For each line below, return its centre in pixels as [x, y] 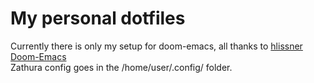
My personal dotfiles [98, 18]
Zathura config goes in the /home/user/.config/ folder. [121, 67]
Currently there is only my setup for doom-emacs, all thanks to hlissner [156, 46]
